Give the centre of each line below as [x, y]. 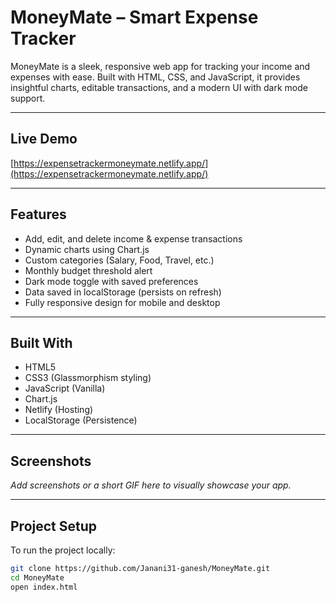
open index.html [44, 587]
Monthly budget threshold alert [88, 270]
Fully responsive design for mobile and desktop [122, 302]
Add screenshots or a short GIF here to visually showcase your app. [151, 485]
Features [38, 214]
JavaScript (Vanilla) [65, 388]
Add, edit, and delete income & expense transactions [133, 238]
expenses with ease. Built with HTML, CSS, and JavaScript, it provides [155, 77]
